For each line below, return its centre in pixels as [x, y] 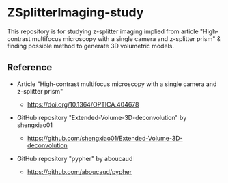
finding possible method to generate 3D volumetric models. [90, 46]
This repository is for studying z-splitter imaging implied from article [103, 31]
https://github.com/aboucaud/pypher [79, 171]
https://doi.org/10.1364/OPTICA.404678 [83, 104]
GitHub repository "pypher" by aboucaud [75, 158]
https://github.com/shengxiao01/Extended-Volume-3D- [105, 138]
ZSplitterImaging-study [75, 13]
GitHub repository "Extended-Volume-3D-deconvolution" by [102, 117]
